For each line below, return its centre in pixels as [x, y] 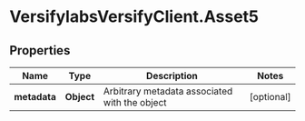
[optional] [270, 97]
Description [172, 76]
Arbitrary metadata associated [168, 91]
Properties [40, 50]
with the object [135, 102]
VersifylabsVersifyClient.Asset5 [134, 17]
